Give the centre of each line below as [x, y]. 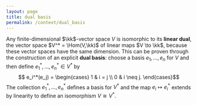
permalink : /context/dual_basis [46, 22]
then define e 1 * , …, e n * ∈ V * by [43, 67]
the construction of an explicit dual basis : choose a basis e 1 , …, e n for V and [98, 58]
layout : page [22, 11]
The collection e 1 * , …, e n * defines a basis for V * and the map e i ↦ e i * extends [98, 87]
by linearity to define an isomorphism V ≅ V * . [61, 95]
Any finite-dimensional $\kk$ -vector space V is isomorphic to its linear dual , [99, 39]
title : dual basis [29, 17]
